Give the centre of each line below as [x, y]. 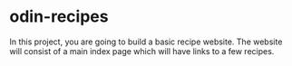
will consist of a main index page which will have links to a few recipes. [142, 51]
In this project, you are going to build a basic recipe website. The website [146, 42]
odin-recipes [59, 17]
